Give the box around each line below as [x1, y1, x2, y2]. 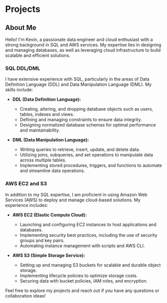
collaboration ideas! [5, 293, 46, 299]
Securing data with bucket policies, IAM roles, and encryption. [19, 278, 148, 284]
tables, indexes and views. [19, 111, 75, 118]
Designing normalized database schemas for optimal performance [19, 122, 156, 128]
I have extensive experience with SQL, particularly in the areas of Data [5, 76, 150, 82]
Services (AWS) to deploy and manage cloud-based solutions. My [5, 197, 141, 203]
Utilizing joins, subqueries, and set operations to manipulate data [19, 152, 154, 158]
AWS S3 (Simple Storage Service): [12, 252, 85, 258]
